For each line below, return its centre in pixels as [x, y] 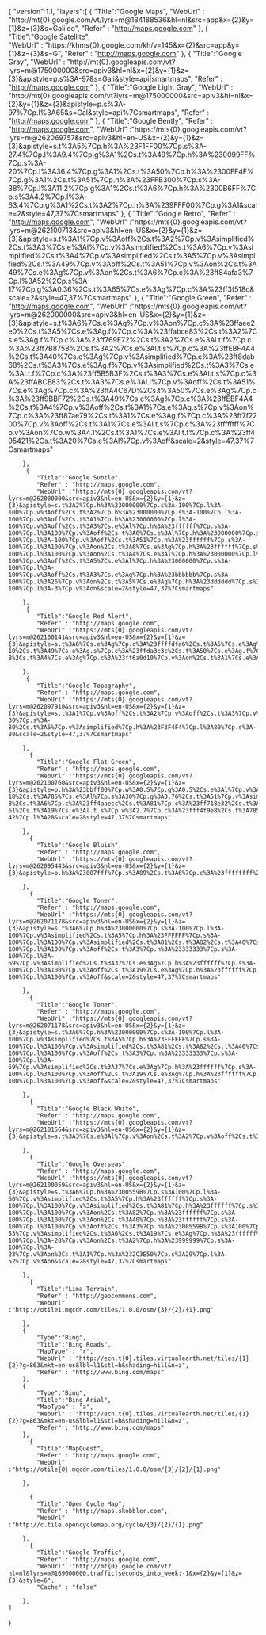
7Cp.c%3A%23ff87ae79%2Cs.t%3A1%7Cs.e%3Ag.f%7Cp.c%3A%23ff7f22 [133, 416]
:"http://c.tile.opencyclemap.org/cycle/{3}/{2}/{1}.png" [106, 1525]
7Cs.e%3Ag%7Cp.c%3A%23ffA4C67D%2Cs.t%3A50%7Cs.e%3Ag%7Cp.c [133, 390]
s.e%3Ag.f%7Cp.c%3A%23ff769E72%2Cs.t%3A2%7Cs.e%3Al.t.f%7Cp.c [130, 340]
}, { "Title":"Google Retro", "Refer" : [178, 214]
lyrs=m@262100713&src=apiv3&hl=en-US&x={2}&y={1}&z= [106, 230]
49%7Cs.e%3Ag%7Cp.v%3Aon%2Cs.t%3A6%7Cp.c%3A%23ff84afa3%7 [131, 272]
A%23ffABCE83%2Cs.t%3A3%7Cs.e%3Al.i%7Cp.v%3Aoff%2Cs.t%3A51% [132, 382]
